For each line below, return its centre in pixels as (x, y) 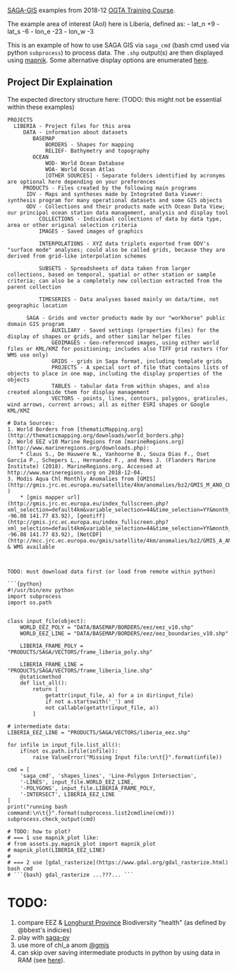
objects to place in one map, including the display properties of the (115, 373)
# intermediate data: (39, 726)
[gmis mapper (45, 497)
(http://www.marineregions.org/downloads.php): (79, 448)
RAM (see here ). (41, 960)
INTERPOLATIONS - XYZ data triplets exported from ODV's (124, 243)
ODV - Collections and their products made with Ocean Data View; (126, 207)
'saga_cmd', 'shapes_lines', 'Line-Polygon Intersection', (109, 776)
